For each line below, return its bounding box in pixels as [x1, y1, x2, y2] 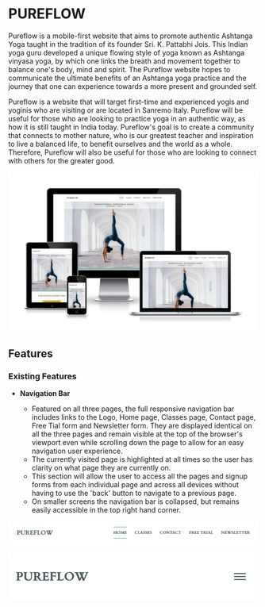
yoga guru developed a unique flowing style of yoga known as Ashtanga [8, 48, 245, 57]
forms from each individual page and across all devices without [31, 480, 240, 490]
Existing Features [8, 371, 77, 382]
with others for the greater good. [8, 156, 115, 165]
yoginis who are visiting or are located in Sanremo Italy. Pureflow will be [8, 105, 244, 115]
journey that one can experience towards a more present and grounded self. [8, 81, 258, 91]
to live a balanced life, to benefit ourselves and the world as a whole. [8, 139, 232, 148]
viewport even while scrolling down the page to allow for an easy [31, 438, 244, 448]
